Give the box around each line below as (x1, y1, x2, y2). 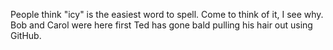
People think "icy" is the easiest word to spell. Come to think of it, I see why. (10, 9, 324, 20)
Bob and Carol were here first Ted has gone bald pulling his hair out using (10, 19, 313, 31)
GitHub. (10, 30, 42, 41)
